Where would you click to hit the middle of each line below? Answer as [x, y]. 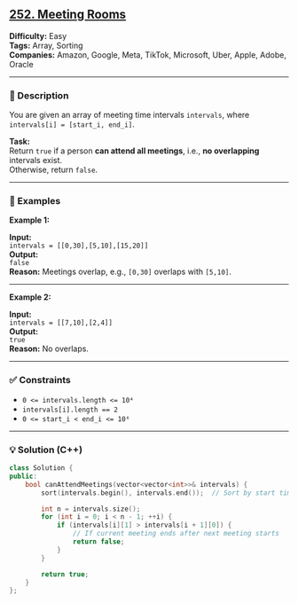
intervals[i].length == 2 [70, 410]
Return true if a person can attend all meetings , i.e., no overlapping [134, 151]
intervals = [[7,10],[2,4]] [61, 323]
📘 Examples [35, 201]
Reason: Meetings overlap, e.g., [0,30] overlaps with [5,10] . [121, 272]
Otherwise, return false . [54, 170]
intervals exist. [36, 161]
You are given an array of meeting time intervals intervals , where [129, 115]
